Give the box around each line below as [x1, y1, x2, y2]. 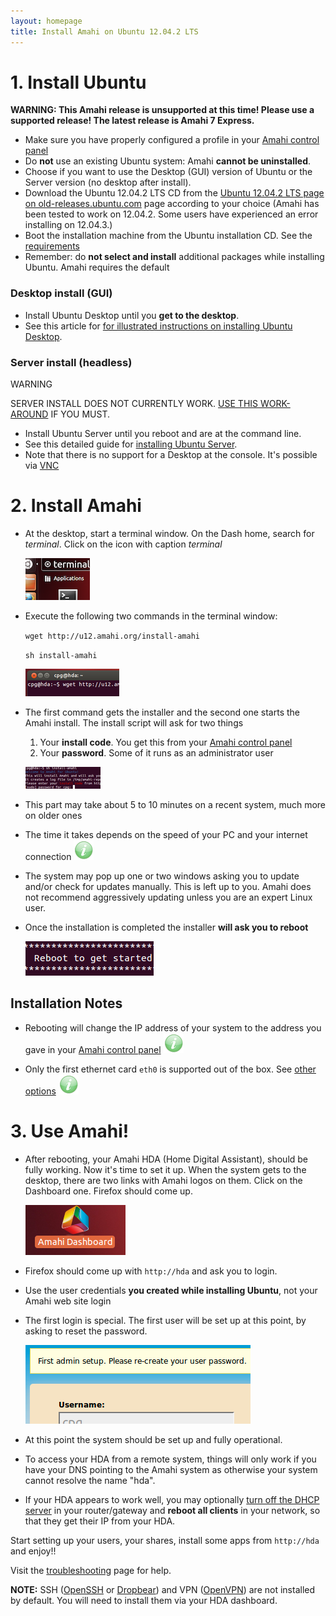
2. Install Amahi [10, 495, 142, 517]
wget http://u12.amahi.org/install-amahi [24, 631, 200, 641]
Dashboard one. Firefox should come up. [24, 1185, 193, 1197]
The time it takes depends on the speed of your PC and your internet [24, 828, 308, 840]
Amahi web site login [24, 1295, 112, 1307]
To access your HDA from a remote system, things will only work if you [24, 1453, 317, 1465]
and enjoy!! [10, 1545, 57, 1557]
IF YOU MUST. [50, 408, 111, 420]
